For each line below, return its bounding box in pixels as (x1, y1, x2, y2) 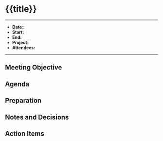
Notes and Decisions (5, 113, 69, 121)
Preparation (5, 96, 42, 105)
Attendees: (12, 45, 35, 51)
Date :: (12, 24, 25, 30)
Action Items (5, 129, 45, 138)
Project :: (12, 39, 30, 45)
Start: (12, 29, 24, 35)
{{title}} (5, 3, 37, 15)
